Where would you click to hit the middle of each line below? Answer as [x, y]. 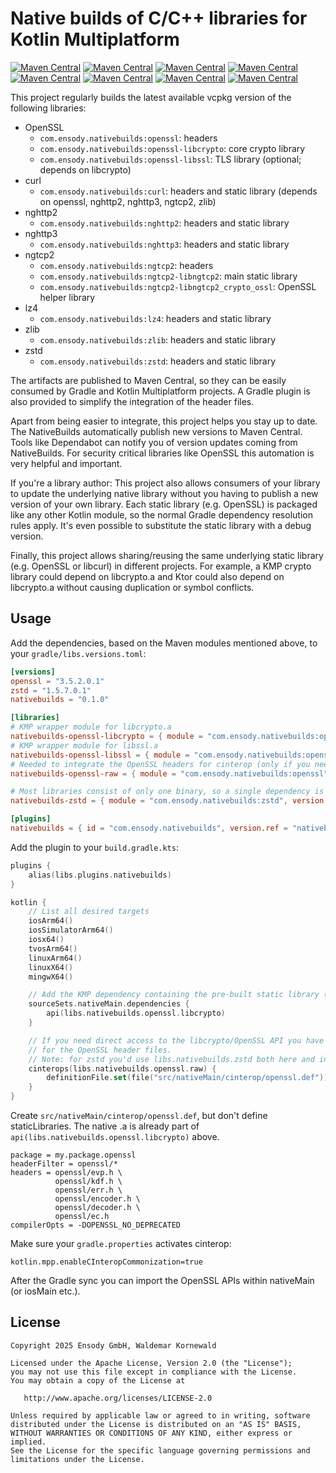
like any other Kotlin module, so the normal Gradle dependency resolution [161, 514]
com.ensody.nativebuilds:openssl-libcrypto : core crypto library [172, 148]
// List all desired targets [89, 912]
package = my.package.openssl [73, 1155]
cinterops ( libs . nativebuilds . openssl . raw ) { [122, 1068]
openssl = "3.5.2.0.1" [57, 681]
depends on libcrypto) [85, 169]
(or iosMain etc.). [45, 1291]
